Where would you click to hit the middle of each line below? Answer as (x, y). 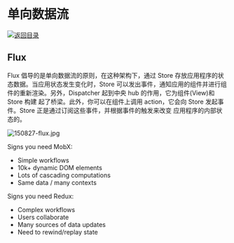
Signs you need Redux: (41, 196)
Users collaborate (43, 217)
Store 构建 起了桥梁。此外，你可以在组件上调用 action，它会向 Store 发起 (113, 102)
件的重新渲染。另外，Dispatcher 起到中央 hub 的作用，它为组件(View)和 (111, 92)
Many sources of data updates (62, 224)
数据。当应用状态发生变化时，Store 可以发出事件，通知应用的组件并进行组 (120, 84)
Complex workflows (46, 209)
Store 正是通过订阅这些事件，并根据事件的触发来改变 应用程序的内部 (118, 110)
